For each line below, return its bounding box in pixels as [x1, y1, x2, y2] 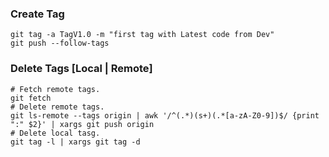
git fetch [10, 93, 52, 103]
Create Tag [10, 7, 65, 21]
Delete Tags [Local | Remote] [10, 62, 153, 76]
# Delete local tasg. [10, 128, 101, 138]
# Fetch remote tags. [10, 84, 101, 94]
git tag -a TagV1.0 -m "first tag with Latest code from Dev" [10, 30, 275, 40]
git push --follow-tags [10, 38, 110, 49]
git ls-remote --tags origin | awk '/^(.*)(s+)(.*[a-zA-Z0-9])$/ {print [10, 110, 320, 121]
